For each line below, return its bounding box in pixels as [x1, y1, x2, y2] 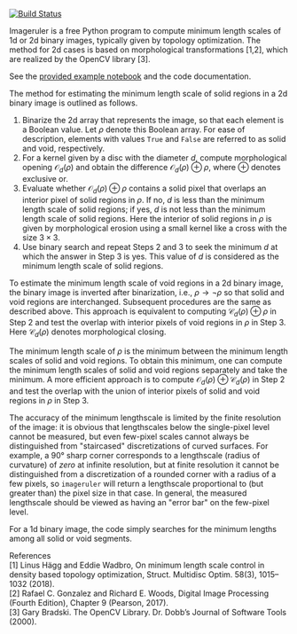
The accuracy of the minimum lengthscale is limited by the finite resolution [9, 412, 282, 423]
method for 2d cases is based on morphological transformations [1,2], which [9, 44, 288, 55]
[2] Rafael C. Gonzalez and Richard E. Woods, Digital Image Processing [9, 588, 270, 599]
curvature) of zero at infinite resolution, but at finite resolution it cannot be [9, 459, 279, 470]
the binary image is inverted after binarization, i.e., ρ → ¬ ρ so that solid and [9, 286, 285, 297]
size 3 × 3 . [21, 231, 60, 243]
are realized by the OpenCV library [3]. [9, 54, 151, 64]
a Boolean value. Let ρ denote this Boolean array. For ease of [21, 124, 246, 135]
